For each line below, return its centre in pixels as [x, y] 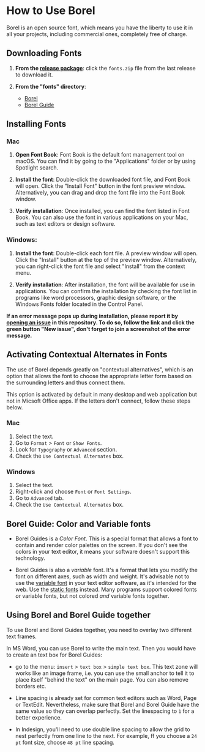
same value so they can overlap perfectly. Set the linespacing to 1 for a [105, 711]
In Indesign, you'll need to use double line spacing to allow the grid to [103, 729]
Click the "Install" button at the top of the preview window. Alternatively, [106, 259]
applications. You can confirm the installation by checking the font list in [106, 291]
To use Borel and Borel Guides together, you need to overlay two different [99, 630]
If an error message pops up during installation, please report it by [92, 316]
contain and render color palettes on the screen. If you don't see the [101, 545]
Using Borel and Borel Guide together [79, 615]
